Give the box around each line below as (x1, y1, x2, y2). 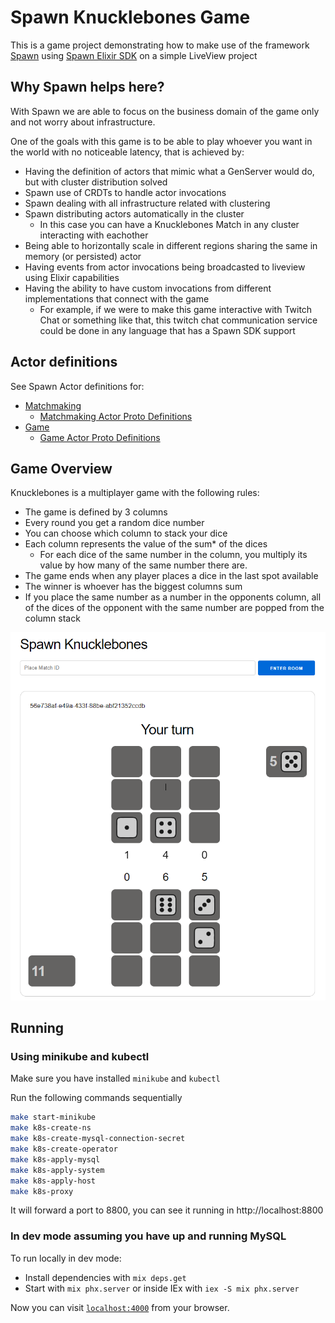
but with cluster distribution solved (24, 176, 168, 188)
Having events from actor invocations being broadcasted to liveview (24, 261, 306, 273)
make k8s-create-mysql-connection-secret (10, 1134, 186, 1144)
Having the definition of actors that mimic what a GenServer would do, (24, 165, 315, 177)
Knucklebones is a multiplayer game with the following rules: (10, 487, 260, 499)
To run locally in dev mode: (10, 1252, 122, 1264)
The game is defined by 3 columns (24, 506, 168, 518)
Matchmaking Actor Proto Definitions (39, 410, 193, 422)
